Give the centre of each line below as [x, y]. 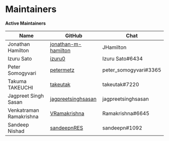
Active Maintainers [26, 23]
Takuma [17, 81]
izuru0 [58, 58]
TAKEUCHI [21, 88]
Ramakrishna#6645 [126, 113]
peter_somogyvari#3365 [132, 70]
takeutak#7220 [121, 84]
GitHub [74, 35]
